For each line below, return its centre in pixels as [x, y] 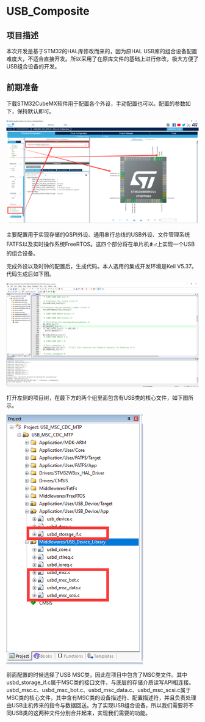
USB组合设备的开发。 [33, 66]
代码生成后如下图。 [31, 274]
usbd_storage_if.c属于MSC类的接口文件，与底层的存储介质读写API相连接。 [100, 682]
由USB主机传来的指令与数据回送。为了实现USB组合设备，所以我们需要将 [98, 705]
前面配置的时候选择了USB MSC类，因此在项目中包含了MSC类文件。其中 [97, 675]
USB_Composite [48, 11]
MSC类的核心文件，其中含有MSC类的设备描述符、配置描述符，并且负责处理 [101, 698]
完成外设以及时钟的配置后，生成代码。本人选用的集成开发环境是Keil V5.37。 [102, 267]
